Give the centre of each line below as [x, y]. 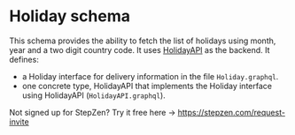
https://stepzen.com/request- [232, 112]
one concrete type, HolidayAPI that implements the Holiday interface [147, 86]
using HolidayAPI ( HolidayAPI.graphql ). [93, 95]
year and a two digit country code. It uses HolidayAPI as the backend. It [140, 49]
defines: [24, 59]
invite [19, 122]
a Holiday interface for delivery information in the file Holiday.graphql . [150, 76]
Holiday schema [70, 16]
